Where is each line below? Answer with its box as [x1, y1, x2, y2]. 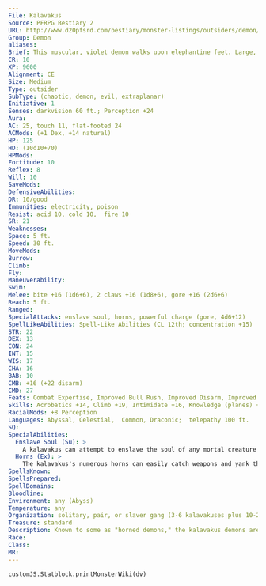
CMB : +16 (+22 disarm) [8, 379, 83, 388]
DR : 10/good [8, 195, 47, 203]
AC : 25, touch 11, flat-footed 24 [8, 122, 123, 130]
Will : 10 [8, 173, 37, 182]
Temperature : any [8, 504, 66, 512]
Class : [8, 541, 30, 549]
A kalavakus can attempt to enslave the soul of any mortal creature [22, 445, 257, 453]
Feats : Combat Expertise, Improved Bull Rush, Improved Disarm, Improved [8, 394, 257, 402]
